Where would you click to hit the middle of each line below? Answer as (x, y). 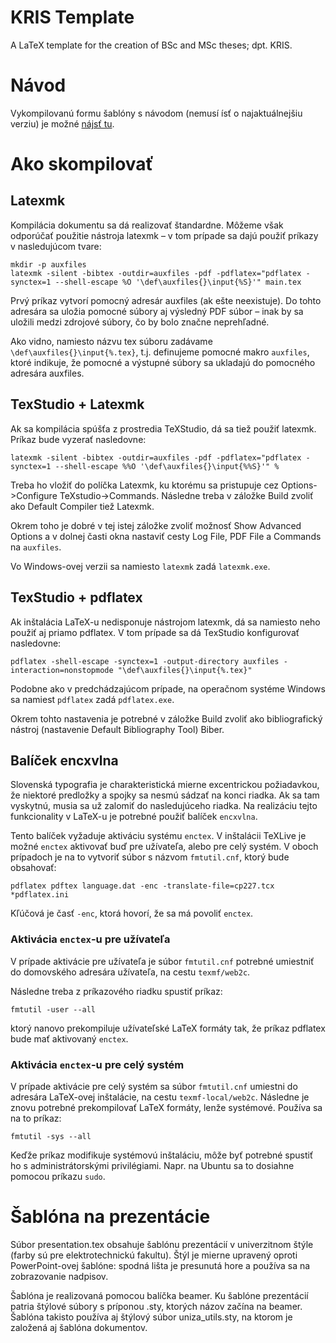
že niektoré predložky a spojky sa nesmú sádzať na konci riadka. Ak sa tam (165, 795)
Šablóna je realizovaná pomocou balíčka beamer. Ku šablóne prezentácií (159, 1295)
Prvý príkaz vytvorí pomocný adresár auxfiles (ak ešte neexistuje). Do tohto (166, 300)
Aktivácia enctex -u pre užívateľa (90, 939)
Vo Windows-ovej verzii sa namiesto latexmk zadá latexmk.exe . (140, 566)
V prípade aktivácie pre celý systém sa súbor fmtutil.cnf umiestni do (154, 1086)
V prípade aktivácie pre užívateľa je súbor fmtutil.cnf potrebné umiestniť (162, 961)
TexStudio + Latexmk (77, 404)
